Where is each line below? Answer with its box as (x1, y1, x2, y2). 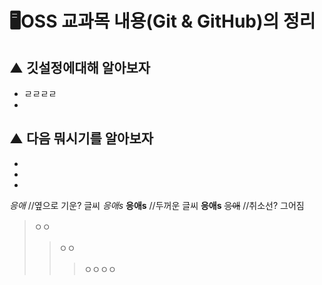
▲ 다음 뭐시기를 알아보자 (9, 130, 154, 147)
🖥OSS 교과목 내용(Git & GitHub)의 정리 (9, 10, 316, 33)
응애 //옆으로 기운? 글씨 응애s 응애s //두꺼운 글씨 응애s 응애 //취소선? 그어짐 (9, 199, 305, 211)
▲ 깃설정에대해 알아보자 (9, 59, 151, 76)
